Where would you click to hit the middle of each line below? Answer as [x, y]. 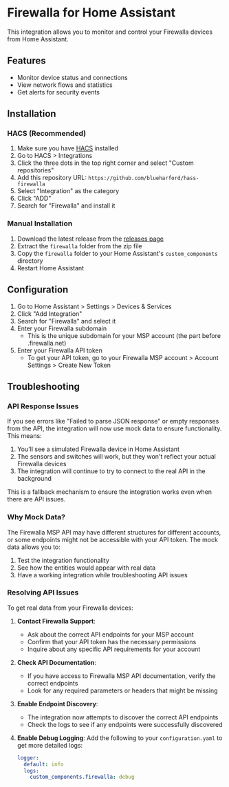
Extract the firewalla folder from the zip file [79, 246]
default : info [44, 764]
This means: [25, 436]
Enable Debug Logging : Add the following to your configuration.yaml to [120, 738]
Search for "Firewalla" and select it [66, 321]
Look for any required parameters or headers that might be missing [122, 690]
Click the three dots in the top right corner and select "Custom [105, 163]
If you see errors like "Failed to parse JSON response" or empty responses [113, 421]
